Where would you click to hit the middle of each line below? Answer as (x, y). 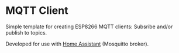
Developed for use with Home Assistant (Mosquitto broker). (77, 44)
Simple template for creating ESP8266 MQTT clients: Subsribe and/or (89, 26)
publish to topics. (26, 32)
